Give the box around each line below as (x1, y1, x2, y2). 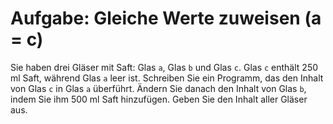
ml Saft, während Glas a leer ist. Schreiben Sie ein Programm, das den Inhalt (10, 72, 324, 84)
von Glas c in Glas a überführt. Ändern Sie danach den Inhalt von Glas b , (10, 82, 307, 94)
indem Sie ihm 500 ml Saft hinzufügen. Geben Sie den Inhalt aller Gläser (10, 93, 308, 105)
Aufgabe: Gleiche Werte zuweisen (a (10, 7, 322, 30)
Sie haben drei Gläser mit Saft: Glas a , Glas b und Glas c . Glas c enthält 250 (10, 61, 319, 73)
